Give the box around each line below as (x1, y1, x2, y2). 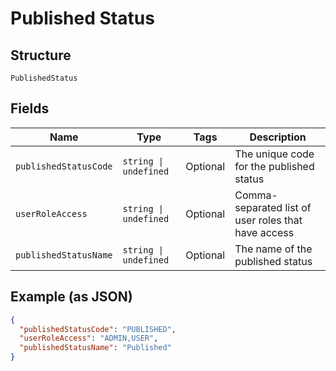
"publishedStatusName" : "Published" (19, 343, 172, 353)
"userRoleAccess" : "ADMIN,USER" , (19, 333, 159, 344)
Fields (10, 100, 50, 117)
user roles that (234, 213, 303, 227)
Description (249, 130, 307, 144)
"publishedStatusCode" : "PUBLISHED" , (19, 324, 177, 334)
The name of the (234, 242, 313, 256)
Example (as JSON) (10, 288, 133, 306)
